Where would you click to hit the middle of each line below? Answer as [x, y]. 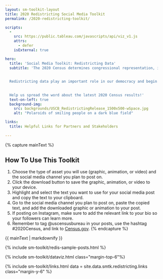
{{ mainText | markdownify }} [34, 238]
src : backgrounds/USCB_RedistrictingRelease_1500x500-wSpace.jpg [81, 109]
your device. [24, 187]
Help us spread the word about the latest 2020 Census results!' [77, 95]
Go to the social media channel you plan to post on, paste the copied [81, 203]
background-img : [26, 104]
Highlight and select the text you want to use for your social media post [83, 192]
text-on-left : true [29, 100]
